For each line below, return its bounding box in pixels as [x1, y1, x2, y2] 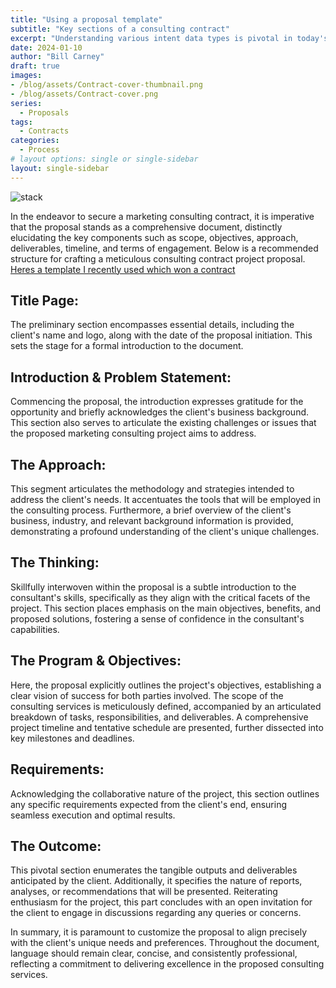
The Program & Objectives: [10, 652, 182, 670]
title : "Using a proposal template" [10, 14, 163, 25]
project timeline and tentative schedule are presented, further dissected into [10, 721, 324, 733]
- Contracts [19, 126, 70, 136]
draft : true [10, 61, 60, 71]
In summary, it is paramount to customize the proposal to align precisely [10, 926, 308, 938]
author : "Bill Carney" [10, 52, 105, 62]
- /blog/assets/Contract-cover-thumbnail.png [10, 80, 203, 90]
